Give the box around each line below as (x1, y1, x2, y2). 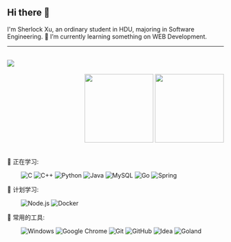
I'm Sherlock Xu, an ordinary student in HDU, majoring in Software (7, 25, 195, 33)
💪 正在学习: (7, 157, 39, 165)
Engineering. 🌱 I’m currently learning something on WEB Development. (7, 32, 208, 40)
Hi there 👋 (7, 7, 50, 19)
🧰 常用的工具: (7, 213, 45, 221)
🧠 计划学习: (7, 185, 39, 193)
